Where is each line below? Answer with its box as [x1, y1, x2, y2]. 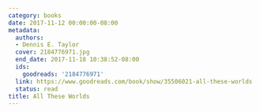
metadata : [8, 26, 41, 34]
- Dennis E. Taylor [15, 41, 80, 49]
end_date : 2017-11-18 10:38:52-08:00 [15, 56, 140, 64]
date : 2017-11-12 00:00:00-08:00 [8, 19, 119, 27]
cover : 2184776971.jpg [15, 48, 90, 56]
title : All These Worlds [8, 92, 90, 100]
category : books [8, 11, 62, 20]
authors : [15, 33, 44, 42]
